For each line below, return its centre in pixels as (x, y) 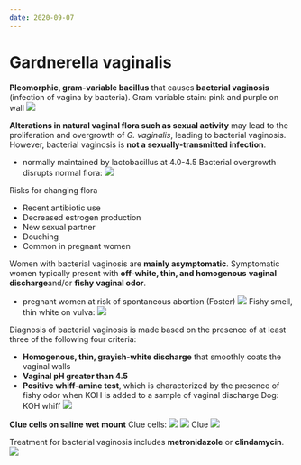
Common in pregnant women (76, 246)
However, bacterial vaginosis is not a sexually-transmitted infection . (138, 144)
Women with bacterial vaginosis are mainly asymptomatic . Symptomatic (145, 264)
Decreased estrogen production (82, 217)
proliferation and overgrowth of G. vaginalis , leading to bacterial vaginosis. (148, 135)
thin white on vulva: (59, 312)
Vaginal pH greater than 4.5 (75, 376)
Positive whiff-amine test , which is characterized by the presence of (151, 386)
